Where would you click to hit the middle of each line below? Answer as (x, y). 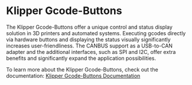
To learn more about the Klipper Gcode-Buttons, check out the (82, 69)
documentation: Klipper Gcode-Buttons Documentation (73, 76)
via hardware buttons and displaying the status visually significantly (89, 39)
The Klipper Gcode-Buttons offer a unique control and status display (90, 27)
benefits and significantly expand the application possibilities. (81, 58)
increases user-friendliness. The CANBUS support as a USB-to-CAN (90, 46)
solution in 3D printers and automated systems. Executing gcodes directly (96, 33)
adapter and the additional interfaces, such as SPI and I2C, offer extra (91, 52)
